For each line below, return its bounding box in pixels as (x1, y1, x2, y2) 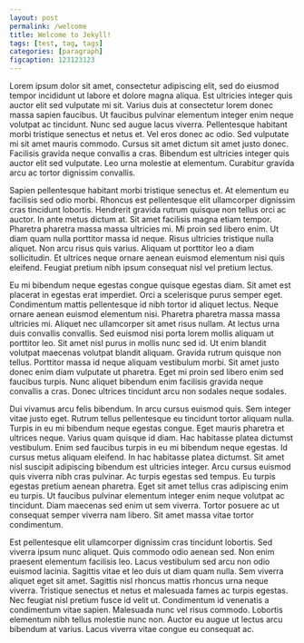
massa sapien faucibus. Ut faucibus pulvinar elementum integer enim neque (9, 110, 294, 120)
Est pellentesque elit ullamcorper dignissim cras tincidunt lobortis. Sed (9, 537, 273, 548)
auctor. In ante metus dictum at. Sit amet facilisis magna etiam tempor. (9, 214, 272, 224)
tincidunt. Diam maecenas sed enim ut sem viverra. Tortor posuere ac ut (9, 500, 279, 510)
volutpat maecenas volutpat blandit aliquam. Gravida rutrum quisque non (9, 347, 282, 358)
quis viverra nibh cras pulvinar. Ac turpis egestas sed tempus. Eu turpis (9, 471, 276, 481)
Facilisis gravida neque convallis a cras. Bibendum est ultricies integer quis (9, 148, 290, 159)
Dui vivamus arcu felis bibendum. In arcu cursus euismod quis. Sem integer (9, 403, 291, 414)
